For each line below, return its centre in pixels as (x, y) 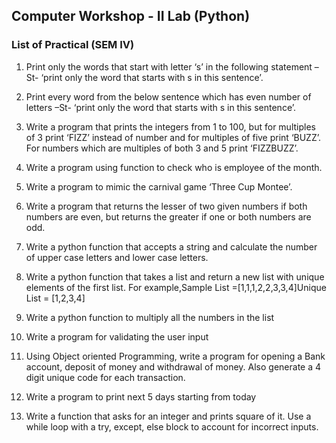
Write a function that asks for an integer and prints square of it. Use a (168, 416)
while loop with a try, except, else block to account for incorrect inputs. (172, 426)
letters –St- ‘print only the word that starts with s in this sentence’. (161, 107)
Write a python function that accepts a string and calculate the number (171, 246)
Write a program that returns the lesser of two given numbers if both (166, 206)
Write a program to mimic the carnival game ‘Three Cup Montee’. (159, 186)
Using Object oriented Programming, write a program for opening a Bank (175, 356)
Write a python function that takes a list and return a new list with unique (175, 276)
